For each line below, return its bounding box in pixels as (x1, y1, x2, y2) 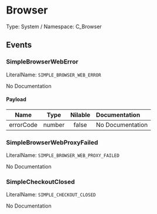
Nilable (70, 111, 91, 119)
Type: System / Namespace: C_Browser (6, 23, 102, 30)
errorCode (9, 121, 38, 129)
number (43, 121, 65, 129)
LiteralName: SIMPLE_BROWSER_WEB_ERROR (6, 71, 101, 78)
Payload (6, 96, 26, 103)
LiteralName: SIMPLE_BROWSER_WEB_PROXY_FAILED (6, 152, 120, 159)
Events (6, 40, 32, 50)
